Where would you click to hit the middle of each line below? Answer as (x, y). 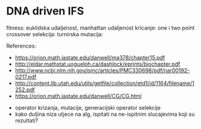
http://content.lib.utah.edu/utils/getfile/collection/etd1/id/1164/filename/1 (104, 83)
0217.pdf (26, 77)
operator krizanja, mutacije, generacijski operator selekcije (88, 107)
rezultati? (27, 120)
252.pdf (25, 89)
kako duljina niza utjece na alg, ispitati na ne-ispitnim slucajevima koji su (105, 114)
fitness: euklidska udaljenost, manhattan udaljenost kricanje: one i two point (101, 28)
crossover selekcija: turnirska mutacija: (55, 34)
